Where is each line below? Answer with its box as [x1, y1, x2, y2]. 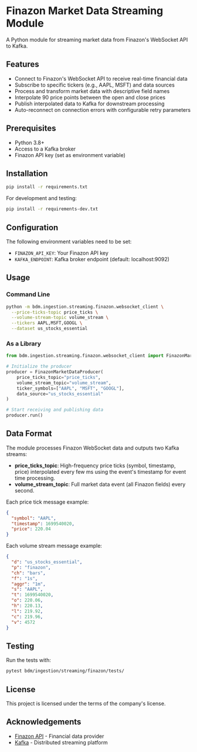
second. [14, 487, 35, 494]
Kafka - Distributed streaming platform [14, 738, 108, 746]
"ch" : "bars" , [11, 570, 46, 576]
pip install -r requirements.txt [6, 184, 88, 190]
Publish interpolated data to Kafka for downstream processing [14, 100, 165, 107]
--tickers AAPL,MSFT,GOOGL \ [11, 320, 83, 326]
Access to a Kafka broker [14, 145, 76, 152]
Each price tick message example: [6, 498, 89, 505]
